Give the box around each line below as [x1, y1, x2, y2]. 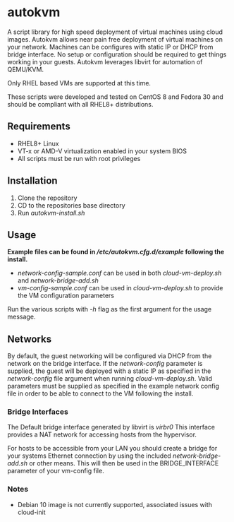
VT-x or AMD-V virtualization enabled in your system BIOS [17, 146, 187, 155]
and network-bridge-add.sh [17, 276, 99, 285]
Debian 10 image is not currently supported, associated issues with [17, 500, 213, 509]
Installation [7, 174, 58, 187]
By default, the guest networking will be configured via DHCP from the [7, 352, 212, 360]
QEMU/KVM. [7, 65, 44, 73]
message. [7, 312, 36, 321]
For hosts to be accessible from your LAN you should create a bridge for [7, 444, 218, 453]
